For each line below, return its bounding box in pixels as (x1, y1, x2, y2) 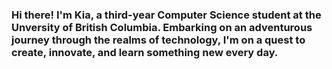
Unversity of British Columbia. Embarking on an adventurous (11, 20, 313, 34)
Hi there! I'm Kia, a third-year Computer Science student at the (11, 8, 322, 22)
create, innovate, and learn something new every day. (11, 45, 279, 59)
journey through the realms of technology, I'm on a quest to (11, 33, 306, 47)
